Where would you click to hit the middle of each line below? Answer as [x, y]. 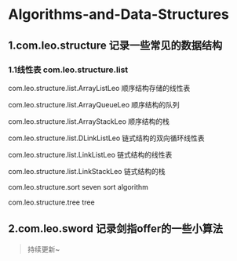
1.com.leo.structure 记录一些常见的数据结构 [115, 45]
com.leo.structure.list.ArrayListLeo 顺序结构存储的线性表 [99, 88]
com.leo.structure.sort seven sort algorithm [78, 187]
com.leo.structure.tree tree [52, 202]
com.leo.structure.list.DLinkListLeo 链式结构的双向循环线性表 [107, 138]
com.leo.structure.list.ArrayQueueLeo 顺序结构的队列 [94, 104]
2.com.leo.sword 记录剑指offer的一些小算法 [116, 229]
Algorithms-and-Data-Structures [118, 14]
